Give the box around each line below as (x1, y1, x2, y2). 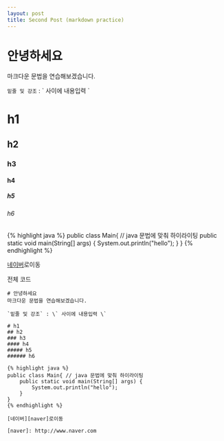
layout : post (7, 10, 45, 17)
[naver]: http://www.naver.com (7, 427, 97, 435)
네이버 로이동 (7, 260, 41, 269)
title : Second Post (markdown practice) (7, 16, 125, 23)
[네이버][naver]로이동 (7, 416, 64, 422)
